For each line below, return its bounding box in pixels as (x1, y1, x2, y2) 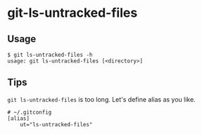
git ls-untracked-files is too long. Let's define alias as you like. (7, 95, 196, 103)
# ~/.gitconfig (7, 109, 52, 116)
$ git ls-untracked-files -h (7, 51, 93, 58)
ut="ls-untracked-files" (20, 121, 93, 128)
